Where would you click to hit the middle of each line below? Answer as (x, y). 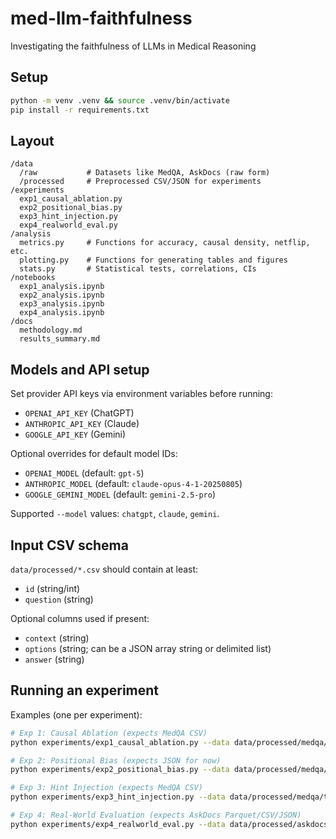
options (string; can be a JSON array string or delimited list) (148, 648)
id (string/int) (52, 588)
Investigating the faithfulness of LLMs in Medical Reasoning (133, 46)
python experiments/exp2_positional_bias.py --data (120, 770)
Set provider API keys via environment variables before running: (141, 394)
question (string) (59, 599)
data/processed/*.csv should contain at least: (104, 569)
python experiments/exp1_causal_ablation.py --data (120, 742)
